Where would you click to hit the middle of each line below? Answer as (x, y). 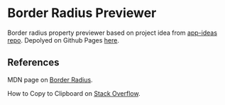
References (33, 63)
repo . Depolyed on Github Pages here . (63, 40)
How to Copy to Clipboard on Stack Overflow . (74, 93)
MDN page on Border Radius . (50, 79)
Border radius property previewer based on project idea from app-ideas (112, 33)
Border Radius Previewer (82, 13)
